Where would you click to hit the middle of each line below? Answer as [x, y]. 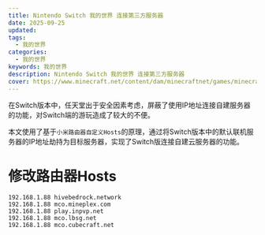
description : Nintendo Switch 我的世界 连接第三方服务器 [97, 74]
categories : [28, 52]
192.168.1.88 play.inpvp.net [56, 211]
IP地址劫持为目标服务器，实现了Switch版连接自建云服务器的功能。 [136, 141]
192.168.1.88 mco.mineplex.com [60, 205]
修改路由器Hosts [62, 176]
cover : [19, 81]
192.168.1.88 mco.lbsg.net [52, 218]
